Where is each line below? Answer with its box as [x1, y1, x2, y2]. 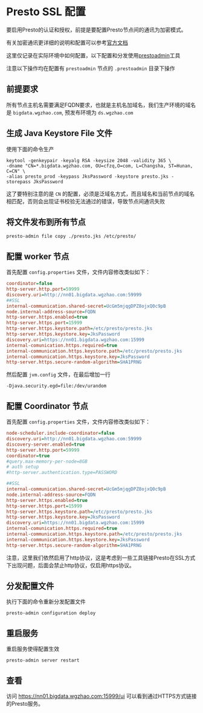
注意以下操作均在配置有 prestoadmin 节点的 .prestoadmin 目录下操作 [6, 64, 175, 72]
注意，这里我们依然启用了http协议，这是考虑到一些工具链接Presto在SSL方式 [6, 554, 196, 561]
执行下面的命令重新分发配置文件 [6, 598, 86, 605]
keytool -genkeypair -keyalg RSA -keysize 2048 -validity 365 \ [6, 157, 172, 163]
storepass [6, 178, 31, 184]
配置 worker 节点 [6, 251, 69, 261]
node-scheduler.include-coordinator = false [6, 430, 115, 437]
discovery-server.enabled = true [6, 441, 85, 448]
